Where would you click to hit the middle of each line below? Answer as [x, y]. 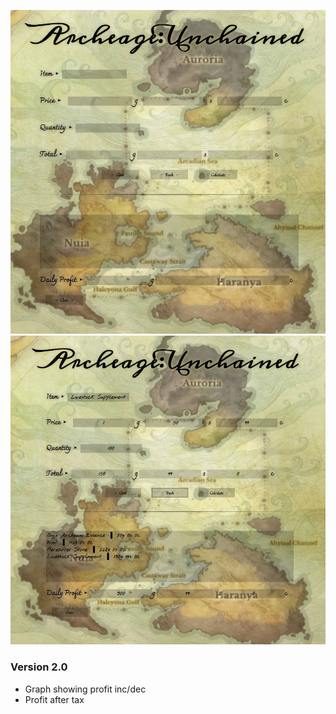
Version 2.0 [39, 667]
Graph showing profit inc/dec [85, 689]
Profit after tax [54, 699]
